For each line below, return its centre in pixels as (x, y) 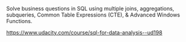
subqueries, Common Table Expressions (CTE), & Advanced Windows (93, 15)
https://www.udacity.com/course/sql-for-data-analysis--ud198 (85, 33)
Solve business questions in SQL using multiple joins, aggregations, (90, 9)
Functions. (19, 21)
